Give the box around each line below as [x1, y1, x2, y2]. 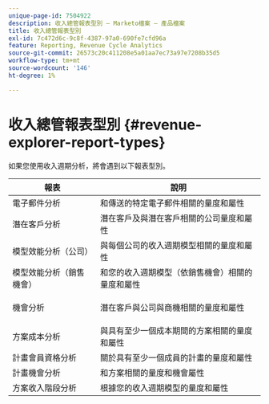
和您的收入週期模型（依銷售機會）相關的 [99, 267, 253, 278]
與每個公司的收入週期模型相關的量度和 [99, 239, 245, 251]
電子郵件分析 [12, 198, 62, 209]
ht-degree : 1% [8, 71, 56, 80]
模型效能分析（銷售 [12, 267, 86, 278]
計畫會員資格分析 [12, 352, 78, 363]
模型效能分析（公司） [12, 246, 94, 257]
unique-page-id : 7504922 [8, 11, 91, 20]
